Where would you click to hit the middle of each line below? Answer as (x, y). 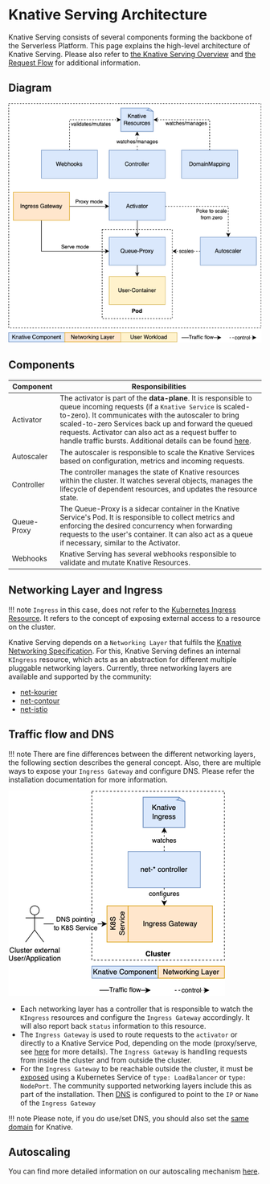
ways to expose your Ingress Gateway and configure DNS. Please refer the (131, 771)
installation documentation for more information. (88, 779)
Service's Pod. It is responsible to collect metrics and (147, 517)
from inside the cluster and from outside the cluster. (106, 1060)
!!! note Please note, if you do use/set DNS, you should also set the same (129, 1118)
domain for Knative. (41, 1127)
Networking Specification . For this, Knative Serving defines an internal (125, 651)
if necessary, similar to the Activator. (120, 543)
